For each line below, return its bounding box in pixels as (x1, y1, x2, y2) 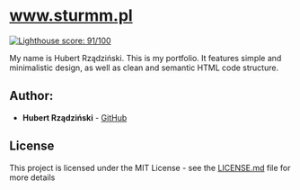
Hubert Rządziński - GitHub (22, 112, 128, 122)
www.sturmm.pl (9, 5, 133, 26)
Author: (9, 88, 54, 104)
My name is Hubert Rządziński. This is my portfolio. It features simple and (9, 52, 282, 63)
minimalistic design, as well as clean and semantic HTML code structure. (9, 62, 279, 73)
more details (9, 172, 56, 183)
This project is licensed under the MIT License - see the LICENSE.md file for (9, 162, 291, 173)
